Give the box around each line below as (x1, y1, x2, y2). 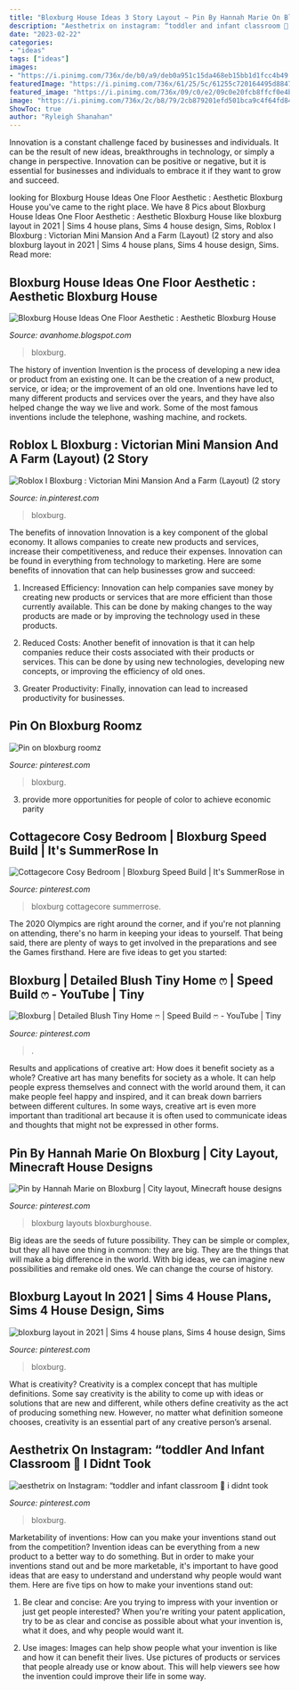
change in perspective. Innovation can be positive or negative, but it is (9, 156, 267, 167)
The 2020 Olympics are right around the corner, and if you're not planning (9, 919, 281, 929)
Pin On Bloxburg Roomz (9, 719, 142, 734)
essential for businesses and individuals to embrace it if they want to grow (9, 166, 282, 177)
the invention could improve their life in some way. (21, 1670, 206, 1681)
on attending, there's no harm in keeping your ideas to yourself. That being (9, 928, 283, 939)
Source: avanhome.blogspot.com (9, 329, 132, 340)
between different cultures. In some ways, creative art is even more (9, 1101, 256, 1111)
